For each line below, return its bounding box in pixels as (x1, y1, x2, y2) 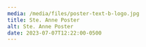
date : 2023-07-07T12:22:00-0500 (7, 29, 102, 37)
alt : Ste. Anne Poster (7, 23, 74, 30)
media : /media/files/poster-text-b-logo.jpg (7, 10, 140, 17)
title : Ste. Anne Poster (7, 17, 80, 23)
